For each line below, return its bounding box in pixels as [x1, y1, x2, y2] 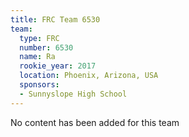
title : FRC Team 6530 [10, 14, 101, 25]
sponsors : [19, 80, 60, 90]
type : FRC [19, 33, 60, 43]
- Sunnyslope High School [19, 89, 128, 99]
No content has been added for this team [10, 116, 180, 128]
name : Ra [19, 52, 56, 62]
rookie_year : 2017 [19, 61, 97, 71]
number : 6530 [19, 42, 74, 53]
